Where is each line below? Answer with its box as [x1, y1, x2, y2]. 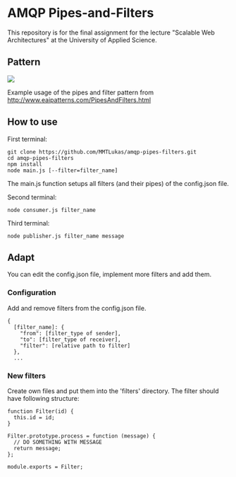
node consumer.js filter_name [7, 206, 97, 213]
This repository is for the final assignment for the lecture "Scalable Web [7, 28, 215, 37]
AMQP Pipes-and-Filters [7, 5, 154, 21]
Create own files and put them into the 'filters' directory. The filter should [7, 386, 220, 395]
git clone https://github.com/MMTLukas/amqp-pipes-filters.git [7, 148, 197, 156]
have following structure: [7, 394, 80, 402]
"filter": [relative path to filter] [20, 342, 131, 349]
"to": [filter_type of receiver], [20, 336, 121, 343]
